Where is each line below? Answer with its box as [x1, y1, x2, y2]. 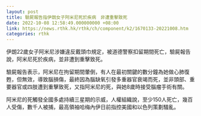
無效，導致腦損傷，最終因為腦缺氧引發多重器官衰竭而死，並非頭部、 [22, 76, 190, 83]
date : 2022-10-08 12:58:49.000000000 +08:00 [6, 20, 119, 26]
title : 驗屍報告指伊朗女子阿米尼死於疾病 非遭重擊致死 [6, 14, 127, 20]
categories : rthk [6, 31, 50, 37]
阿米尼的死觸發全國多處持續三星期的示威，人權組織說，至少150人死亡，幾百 [6, 96, 193, 103]
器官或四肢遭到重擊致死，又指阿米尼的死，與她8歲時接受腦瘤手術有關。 [11, 83, 188, 90]
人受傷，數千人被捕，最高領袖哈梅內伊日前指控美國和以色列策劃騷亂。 [6, 103, 179, 111]
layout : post [6, 8, 39, 15]
